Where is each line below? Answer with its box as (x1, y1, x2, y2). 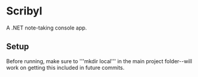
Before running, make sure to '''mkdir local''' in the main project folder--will (6, 57, 193, 64)
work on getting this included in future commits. (6, 64, 125, 71)
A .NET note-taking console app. (6, 24, 87, 31)
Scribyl (6, 4, 43, 18)
